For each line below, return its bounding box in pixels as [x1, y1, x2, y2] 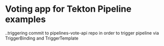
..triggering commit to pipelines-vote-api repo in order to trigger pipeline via [5, 30, 159, 36]
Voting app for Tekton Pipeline [5, 3, 131, 15]
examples [5, 14, 46, 25]
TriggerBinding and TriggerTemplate [5, 35, 79, 41]
